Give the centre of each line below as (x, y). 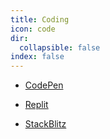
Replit (36, 105)
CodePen (44, 85)
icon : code (33, 29)
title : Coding (40, 19)
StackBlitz (45, 124)
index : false (37, 57)
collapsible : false (60, 47)
